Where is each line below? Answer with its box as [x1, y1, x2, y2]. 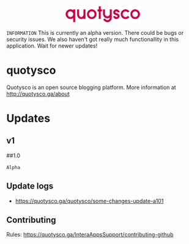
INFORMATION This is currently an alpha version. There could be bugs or [6, 29, 184, 36]
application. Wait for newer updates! [6, 42, 98, 49]
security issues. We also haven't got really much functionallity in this [6, 35, 179, 43]
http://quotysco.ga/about [6, 90, 70, 97]
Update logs [6, 181, 54, 192]
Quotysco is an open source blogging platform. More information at [6, 84, 176, 91]
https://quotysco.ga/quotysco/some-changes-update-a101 [15, 197, 164, 204]
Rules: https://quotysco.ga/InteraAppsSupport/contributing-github [6, 231, 174, 239]
